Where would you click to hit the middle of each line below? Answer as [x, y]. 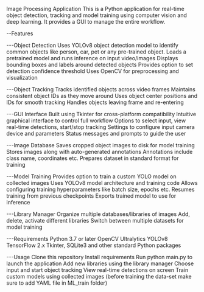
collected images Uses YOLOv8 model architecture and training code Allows [102, 183]
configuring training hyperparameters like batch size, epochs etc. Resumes [100, 189]
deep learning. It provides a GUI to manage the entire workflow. [86, 22]
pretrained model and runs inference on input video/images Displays [92, 58]
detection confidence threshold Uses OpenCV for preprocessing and [93, 71]
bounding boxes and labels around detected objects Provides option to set [100, 64]
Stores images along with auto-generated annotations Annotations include [100, 152]
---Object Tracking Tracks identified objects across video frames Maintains [101, 89]
